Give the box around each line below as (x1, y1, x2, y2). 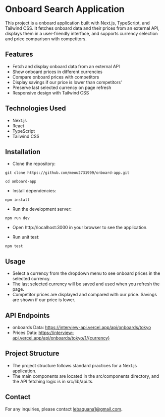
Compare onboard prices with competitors (12, 74, 99, 80)
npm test (5, 244, 23, 249)
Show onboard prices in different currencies (12, 69, 103, 75)
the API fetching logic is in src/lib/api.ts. (12, 378, 94, 384)
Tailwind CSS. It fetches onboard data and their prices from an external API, (5, 25, 160, 31)
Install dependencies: (12, 188, 56, 194)
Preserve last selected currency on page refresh (12, 84, 111, 90)
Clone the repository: (12, 161, 56, 167)
